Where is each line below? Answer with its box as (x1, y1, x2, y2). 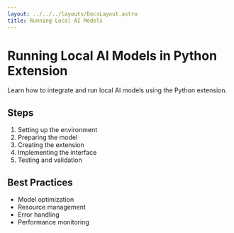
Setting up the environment (17, 126, 98, 134)
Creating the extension (17, 141, 85, 149)
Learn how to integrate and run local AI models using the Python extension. (7, 86, 228, 94)
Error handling (17, 210, 60, 219)
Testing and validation (17, 156, 83, 164)
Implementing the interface (17, 148, 97, 157)
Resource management (17, 203, 87, 212)
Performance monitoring (17, 218, 90, 227)
